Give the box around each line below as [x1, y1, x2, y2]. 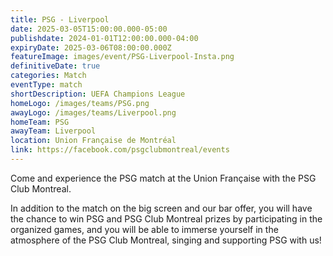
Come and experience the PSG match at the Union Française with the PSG [10, 172, 317, 184]
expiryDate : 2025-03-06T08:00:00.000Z [10, 42, 172, 53]
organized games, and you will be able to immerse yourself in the [10, 223, 279, 235]
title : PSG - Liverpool [10, 14, 110, 25]
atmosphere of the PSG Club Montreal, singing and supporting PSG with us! [10, 234, 322, 246]
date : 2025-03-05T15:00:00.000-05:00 [10, 24, 168, 34]
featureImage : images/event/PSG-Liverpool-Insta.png [10, 52, 235, 62]
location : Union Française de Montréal [10, 136, 177, 146]
